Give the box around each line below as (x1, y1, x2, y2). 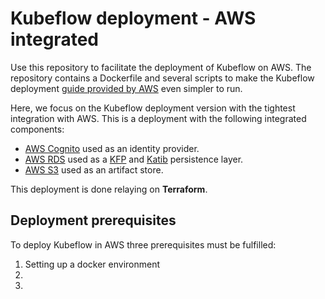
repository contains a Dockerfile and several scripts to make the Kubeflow (10, 72, 315, 84)
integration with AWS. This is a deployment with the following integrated (10, 112, 307, 124)
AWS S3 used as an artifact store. (24, 163, 164, 176)
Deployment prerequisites (10, 212, 177, 229)
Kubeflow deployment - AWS (10, 7, 257, 30)
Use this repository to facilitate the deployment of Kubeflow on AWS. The (10, 61, 312, 73)
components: (10, 123, 65, 135)
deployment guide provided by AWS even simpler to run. (10, 82, 243, 94)
